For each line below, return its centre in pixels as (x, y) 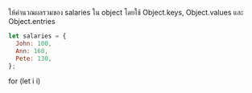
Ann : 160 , (32, 51)
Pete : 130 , (34, 59)
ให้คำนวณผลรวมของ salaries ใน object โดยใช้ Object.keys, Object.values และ (126, 12)
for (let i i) (25, 81)
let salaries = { (37, 36)
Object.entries (32, 21)
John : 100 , (34, 43)
